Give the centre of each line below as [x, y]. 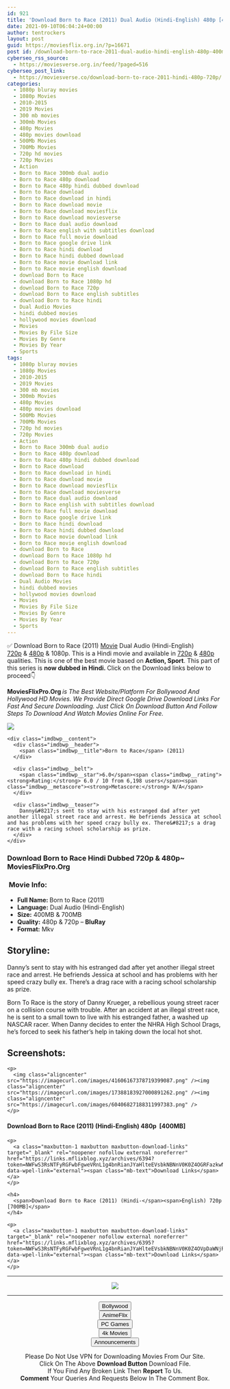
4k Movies [115, 1333]
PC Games [115, 1324]
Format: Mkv [35, 929]
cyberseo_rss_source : [38, 58]
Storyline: [28, 951]
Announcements [115, 1342]
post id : [20, 52]
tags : [15, 358]
